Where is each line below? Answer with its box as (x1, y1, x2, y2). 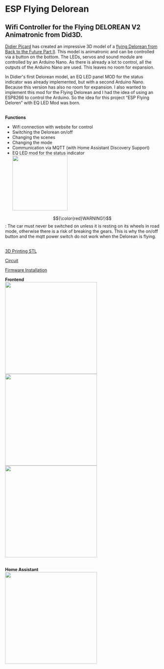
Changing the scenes (12, 135, 55, 140)
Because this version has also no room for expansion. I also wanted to (5, 84, 146, 90)
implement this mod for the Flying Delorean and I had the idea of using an (5, 90, 153, 95)
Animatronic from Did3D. (5, 30, 83, 39)
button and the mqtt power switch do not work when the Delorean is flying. (5, 233, 157, 239)
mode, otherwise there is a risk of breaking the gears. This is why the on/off (5, 229, 158, 234)
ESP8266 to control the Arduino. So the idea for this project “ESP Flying (5, 94, 149, 100)
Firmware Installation (5, 267, 47, 273)
